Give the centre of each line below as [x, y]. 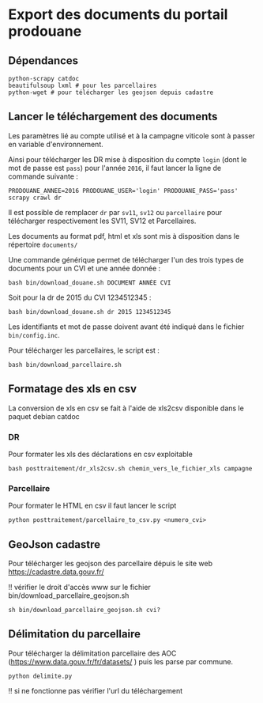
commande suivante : [43, 176]
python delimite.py [40, 676]
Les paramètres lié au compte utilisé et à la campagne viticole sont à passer [131, 135]
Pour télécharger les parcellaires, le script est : [84, 350]
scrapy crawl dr [35, 198]
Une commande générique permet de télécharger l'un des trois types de [126, 259]
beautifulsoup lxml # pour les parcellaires [83, 85]
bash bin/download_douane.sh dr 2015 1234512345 [90, 312]
